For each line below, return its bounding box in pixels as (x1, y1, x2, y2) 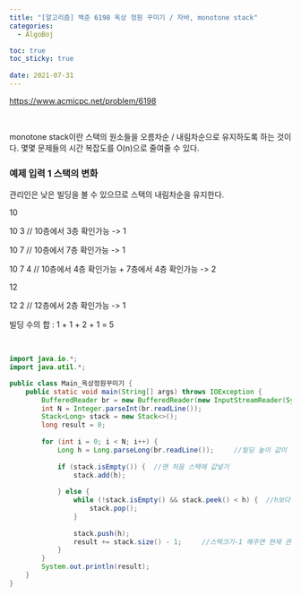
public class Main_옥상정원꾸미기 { (9, 378, 133, 388)
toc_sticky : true (9, 55, 74, 64)
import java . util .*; (9, 363, 87, 372)
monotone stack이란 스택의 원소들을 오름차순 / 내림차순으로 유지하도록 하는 (9, 131, 275, 142)
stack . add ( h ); (73, 471, 126, 479)
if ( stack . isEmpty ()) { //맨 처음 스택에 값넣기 (56, 462, 230, 471)
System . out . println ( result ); (41, 562, 150, 572)
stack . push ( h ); (73, 529, 130, 538)
